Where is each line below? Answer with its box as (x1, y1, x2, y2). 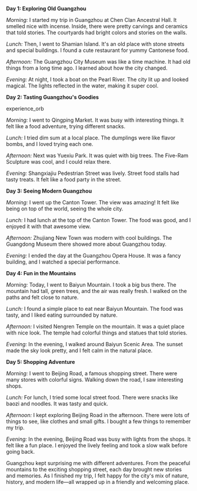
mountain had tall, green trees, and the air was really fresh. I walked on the (6, 288, 187, 294)
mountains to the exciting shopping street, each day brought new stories (6, 466, 182, 473)
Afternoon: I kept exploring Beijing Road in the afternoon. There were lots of (6, 412, 190, 418)
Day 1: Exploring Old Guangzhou (6, 5, 86, 12)
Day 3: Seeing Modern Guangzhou (6, 187, 92, 194)
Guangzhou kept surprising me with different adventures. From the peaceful (6, 460, 191, 466)
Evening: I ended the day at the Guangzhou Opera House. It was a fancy (6, 252, 181, 259)
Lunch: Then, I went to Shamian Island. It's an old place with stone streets (6, 41, 185, 47)
